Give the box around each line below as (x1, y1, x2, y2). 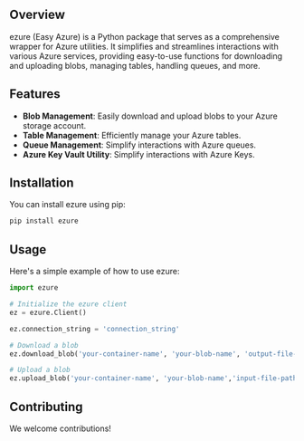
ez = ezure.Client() (9, 308, 88, 317)
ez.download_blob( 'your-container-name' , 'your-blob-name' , (9, 349, 242, 359)
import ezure (9, 283, 59, 292)
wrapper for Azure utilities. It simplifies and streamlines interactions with (9, 41, 279, 52)
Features (9, 86, 61, 102)
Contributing (9, 398, 83, 415)
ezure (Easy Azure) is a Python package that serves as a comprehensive (9, 31, 280, 42)
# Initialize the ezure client (9, 300, 128, 309)
